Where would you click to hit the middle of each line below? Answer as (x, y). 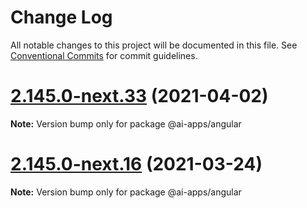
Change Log (61, 17)
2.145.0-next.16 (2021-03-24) (136, 164)
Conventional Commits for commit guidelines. (104, 55)
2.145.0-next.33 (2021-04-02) (139, 96)
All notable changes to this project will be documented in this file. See (154, 45)
